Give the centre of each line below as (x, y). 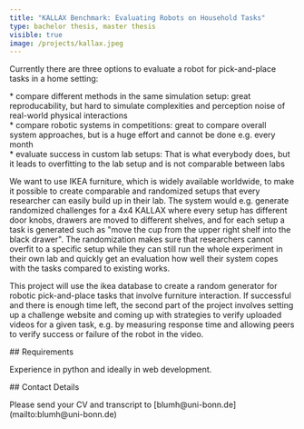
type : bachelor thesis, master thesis (83, 26)
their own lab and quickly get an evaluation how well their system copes (144, 259)
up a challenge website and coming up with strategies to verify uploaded (146, 315)
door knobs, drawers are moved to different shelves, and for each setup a (147, 220)
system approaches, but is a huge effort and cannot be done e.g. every (142, 135)
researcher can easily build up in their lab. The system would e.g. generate (149, 201)
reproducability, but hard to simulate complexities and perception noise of (147, 106)
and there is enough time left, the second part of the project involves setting (152, 305)
